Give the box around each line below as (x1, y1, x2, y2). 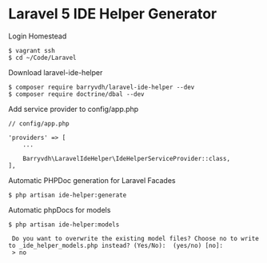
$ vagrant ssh (8, 46, 56, 54)
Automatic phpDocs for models (8, 205, 111, 214)
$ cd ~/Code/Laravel (8, 54, 78, 62)
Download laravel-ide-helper (8, 67, 103, 77)
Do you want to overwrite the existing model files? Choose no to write (11, 234, 260, 242)
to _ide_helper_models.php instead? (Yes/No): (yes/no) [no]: (8, 241, 224, 249)
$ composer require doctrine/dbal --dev (8, 90, 145, 98)
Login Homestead (8, 31, 67, 41)
